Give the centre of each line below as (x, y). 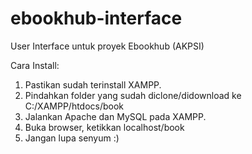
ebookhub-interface (96, 18)
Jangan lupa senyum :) (72, 138)
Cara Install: (35, 65)
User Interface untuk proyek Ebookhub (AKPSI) (107, 46)
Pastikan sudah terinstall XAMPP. (93, 84)
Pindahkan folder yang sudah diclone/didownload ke (133, 95)
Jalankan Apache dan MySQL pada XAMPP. (115, 116)
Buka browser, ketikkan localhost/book (104, 127)
